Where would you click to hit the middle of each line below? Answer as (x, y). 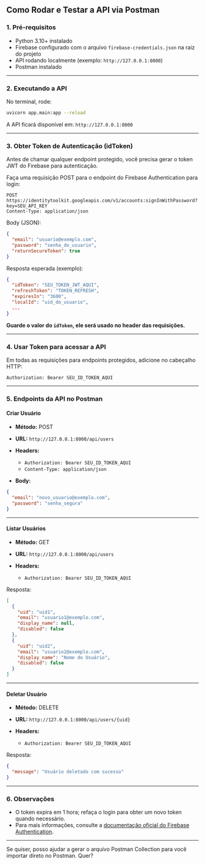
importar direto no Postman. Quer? (50, 856)
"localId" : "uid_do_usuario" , (50, 302)
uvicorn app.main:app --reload (46, 112)
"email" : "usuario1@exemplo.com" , (61, 618)
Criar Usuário (24, 413)
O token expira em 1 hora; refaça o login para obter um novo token (98, 812)
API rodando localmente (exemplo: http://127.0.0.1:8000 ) (89, 60)
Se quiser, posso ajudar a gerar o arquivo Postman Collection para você (97, 849)
